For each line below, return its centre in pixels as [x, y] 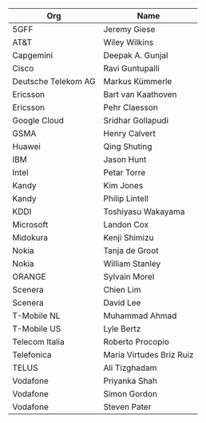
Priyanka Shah [131, 381]
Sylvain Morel [129, 277]
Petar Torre [125, 173]
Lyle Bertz [122, 329]
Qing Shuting [128, 146]
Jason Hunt [125, 159]
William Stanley [132, 264]
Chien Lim [122, 290]
